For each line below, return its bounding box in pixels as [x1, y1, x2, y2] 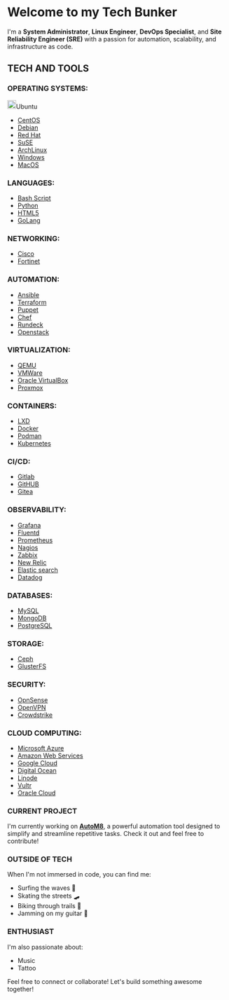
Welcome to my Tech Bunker [7, 4, 177, 20]
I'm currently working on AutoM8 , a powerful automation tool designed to [7, 822, 221, 830]
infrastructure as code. [7, 42, 74, 50]
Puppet [17, 306, 39, 314]
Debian [17, 123, 39, 132]
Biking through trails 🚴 [17, 902, 82, 910]
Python [17, 201, 39, 210]
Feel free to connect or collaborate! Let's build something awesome [7, 977, 202, 985]
